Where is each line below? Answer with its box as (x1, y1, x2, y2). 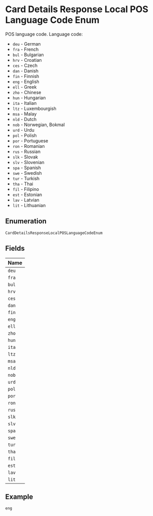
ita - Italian (12, 100, 37, 106)
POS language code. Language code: (5, 31, 83, 37)
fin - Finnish (12, 73, 39, 79)
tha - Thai (12, 181, 34, 187)
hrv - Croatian (12, 57, 42, 63)
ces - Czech (12, 62, 38, 68)
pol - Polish (12, 132, 37, 138)
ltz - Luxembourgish (12, 105, 57, 111)
